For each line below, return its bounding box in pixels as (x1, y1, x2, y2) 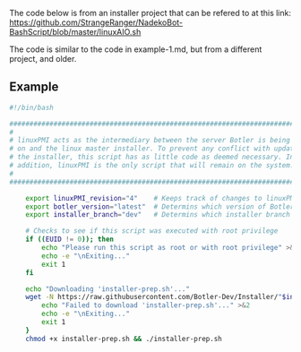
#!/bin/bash (9, 103, 54, 112)
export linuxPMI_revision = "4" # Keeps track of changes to (25, 193, 262, 202)
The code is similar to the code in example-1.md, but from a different (9, 44, 262, 55)
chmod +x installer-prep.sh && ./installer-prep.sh (25, 334, 222, 343)
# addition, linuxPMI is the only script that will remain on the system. (9, 161, 295, 170)
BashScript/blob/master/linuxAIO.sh (9, 27, 142, 37)
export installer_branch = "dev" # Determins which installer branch (25, 210, 291, 219)
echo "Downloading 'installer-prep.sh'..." (25, 284, 191, 294)
